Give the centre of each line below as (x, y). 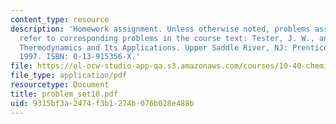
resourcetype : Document (60, 85)
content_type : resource (60, 19)
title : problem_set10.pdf (64, 94)
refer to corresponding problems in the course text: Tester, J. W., (167, 38)
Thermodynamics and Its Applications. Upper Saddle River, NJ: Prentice (174, 47)
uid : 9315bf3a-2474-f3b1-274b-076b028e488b (102, 103)
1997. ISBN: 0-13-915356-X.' (80, 57)
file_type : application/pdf (69, 76)
